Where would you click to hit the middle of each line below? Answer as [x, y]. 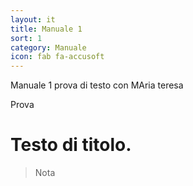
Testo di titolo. [71, 145]
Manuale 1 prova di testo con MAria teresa [97, 85]
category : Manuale [48, 47]
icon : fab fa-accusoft [57, 57]
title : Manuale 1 [46, 29]
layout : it [33, 19]
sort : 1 [26, 38]
